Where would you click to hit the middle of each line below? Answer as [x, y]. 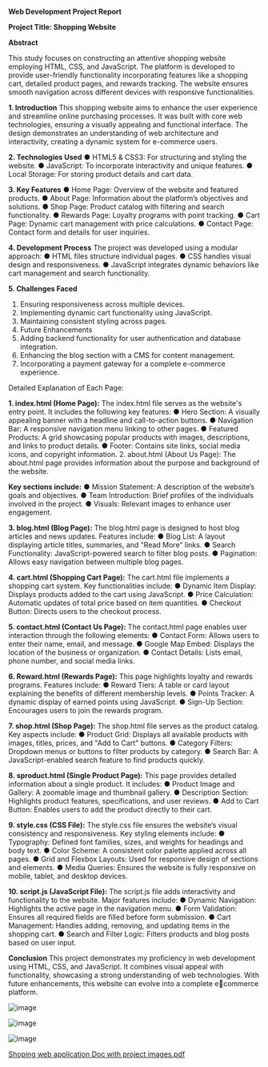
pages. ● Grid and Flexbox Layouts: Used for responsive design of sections [133, 859]
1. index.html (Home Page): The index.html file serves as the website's [125, 403]
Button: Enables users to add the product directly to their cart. [110, 809]
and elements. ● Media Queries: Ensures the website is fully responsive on [132, 867]
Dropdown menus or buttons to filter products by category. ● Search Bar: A [133, 751]
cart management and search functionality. [79, 273]
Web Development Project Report [65, 12]
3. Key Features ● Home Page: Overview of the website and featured [123, 190]
